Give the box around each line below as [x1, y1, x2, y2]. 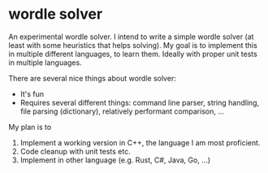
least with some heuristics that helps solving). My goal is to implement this [8, 40, 257, 50]
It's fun [19, 89, 45, 98]
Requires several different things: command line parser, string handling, [19, 97, 260, 107]
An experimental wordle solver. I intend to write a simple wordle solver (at [8, 32, 254, 41]
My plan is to [8, 122, 52, 132]
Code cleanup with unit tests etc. [19, 146, 132, 156]
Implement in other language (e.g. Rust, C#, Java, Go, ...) [19, 155, 211, 165]
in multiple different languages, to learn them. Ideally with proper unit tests [8, 49, 257, 58]
